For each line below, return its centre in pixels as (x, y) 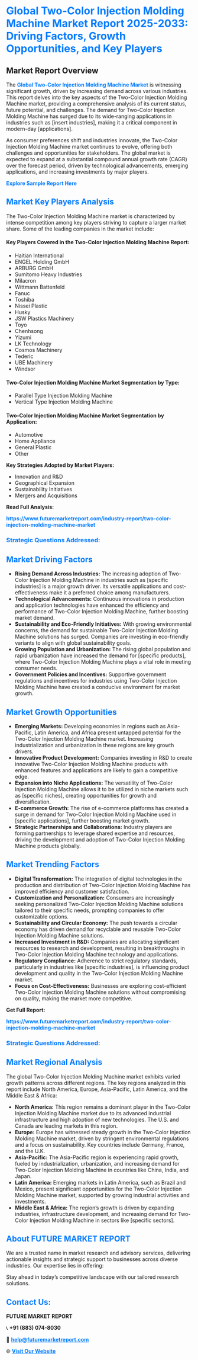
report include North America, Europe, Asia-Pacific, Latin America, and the (97, 1089)
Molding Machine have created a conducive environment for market (97, 687)
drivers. (24, 751)
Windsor (25, 369)
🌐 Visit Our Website (31, 1351)
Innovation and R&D (39, 477)
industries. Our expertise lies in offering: (55, 1266)
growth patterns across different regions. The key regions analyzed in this (96, 1083)
